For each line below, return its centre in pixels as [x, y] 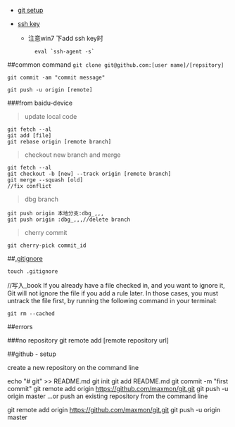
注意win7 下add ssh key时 [65, 38]
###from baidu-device [40, 103]
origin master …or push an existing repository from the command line [108, 396]
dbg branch [41, 199]
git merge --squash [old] [45, 180]
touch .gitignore [33, 272]
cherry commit [46, 232]
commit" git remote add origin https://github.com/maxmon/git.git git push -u [118, 389]
